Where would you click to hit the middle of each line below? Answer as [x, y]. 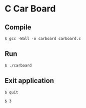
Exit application [29, 81]
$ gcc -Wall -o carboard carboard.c [43, 38]
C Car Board [30, 9]
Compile [18, 27]
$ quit [11, 92]
